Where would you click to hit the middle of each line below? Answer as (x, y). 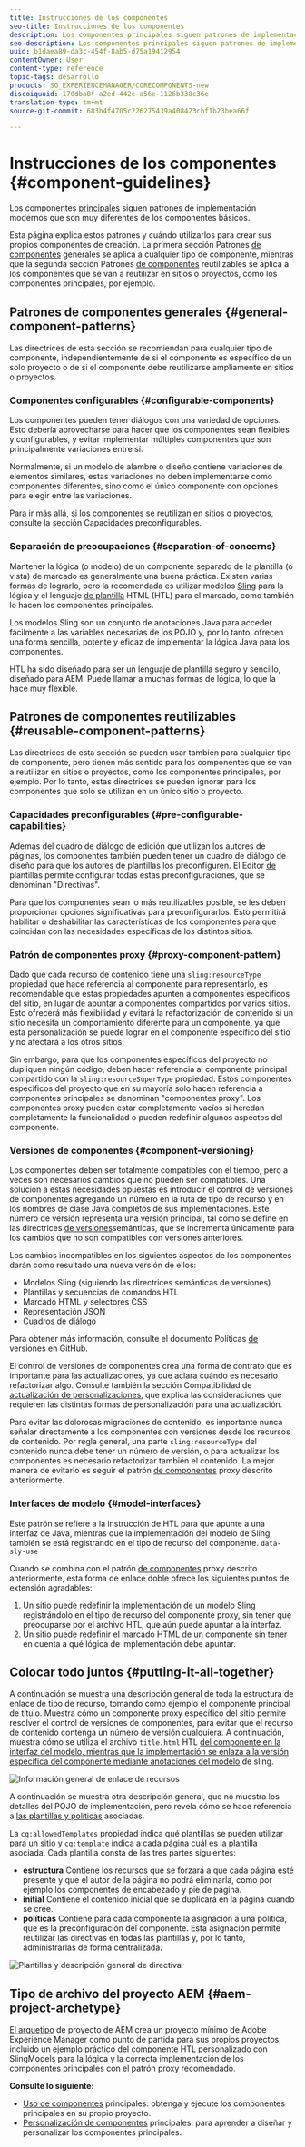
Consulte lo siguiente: (52, 2086)
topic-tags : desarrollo (54, 77)
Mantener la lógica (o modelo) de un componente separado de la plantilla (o (151, 566)
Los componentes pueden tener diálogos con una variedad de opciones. (145, 420)
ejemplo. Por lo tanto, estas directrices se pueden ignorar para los (133, 782)
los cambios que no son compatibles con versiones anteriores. (127, 1238)
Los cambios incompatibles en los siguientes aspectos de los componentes (151, 1256)
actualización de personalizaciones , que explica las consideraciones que (146, 1395)
